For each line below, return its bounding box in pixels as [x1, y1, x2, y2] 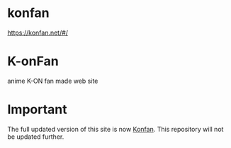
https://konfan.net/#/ [7, 28, 69, 37]
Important [7, 101, 67, 118]
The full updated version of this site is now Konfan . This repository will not [7, 125, 224, 133]
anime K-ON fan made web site [7, 76, 98, 85]
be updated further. [7, 132, 64, 141]
